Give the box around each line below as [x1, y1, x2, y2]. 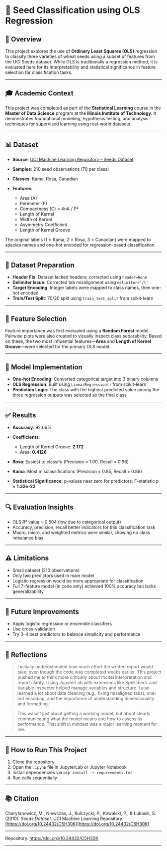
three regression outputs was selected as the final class [12, 392, 127, 398]
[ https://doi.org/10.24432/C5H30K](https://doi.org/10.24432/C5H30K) [5, 821, 150, 827]
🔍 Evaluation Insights [5, 503, 74, 512]
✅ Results [5, 411, 36, 420]
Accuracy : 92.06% [12, 424, 52, 430]
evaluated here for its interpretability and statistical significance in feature [5, 64, 156, 70]
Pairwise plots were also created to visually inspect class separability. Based [5, 333, 162, 339]
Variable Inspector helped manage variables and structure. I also [17, 685, 150, 691]
